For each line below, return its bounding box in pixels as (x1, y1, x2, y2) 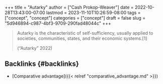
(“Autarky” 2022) (17, 45, 52, 51)
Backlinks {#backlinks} (5, 60, 79, 68)
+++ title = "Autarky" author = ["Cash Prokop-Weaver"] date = (5, 5, 134, 10)
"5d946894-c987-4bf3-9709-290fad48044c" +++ (5, 20, 111, 26)
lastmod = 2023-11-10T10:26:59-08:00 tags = (46, 10, 141, 16)
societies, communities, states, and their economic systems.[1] (17, 35, 147, 41)
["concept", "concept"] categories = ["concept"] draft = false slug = (5, 15, 146, 21)
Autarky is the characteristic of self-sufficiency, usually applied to (17, 30, 153, 36)
